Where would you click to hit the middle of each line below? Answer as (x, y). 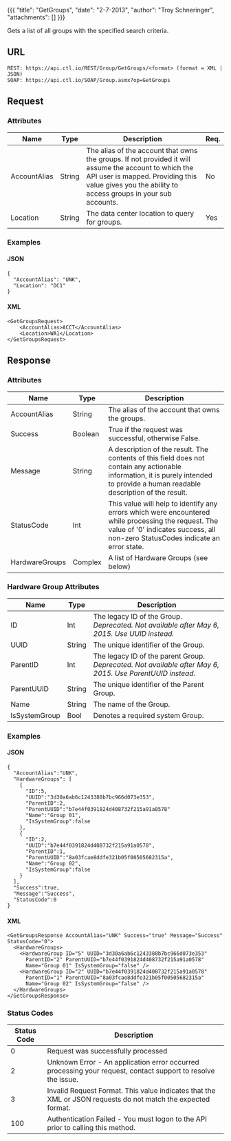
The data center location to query (140, 213)
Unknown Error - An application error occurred (123, 1062)
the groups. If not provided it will (139, 159)
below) (119, 566)
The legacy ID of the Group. (137, 616)
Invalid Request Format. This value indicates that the (131, 1091)
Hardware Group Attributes (53, 587)
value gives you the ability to (132, 185)
